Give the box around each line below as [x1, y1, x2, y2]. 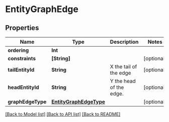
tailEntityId [8, 66, 35, 73]
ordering [8, 47, 29, 54]
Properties [5, 24, 39, 32]
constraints [8, 55, 36, 62]
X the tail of [110, 63, 137, 70]
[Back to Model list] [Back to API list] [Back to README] [5, 111, 121, 117]
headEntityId [8, 84, 39, 91]
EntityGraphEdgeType [51, 98, 106, 105]
